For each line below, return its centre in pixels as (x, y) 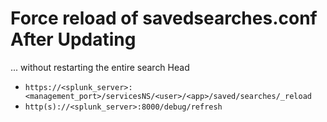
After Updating (73, 39)
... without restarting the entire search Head (100, 67)
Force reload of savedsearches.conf (164, 18)
